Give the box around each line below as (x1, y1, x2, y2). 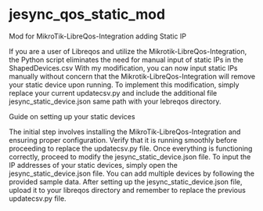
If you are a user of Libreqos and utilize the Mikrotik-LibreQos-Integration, (9, 46, 247, 56)
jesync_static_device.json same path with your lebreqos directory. (9, 96, 222, 106)
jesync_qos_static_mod (9, 5, 166, 24)
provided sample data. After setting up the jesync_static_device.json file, (9, 176, 243, 186)
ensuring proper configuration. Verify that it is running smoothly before (9, 135, 238, 144)
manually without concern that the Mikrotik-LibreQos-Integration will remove (9, 71, 256, 81)
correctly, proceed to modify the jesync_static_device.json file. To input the (9, 151, 251, 162)
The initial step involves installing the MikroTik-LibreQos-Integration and (9, 127, 241, 136)
